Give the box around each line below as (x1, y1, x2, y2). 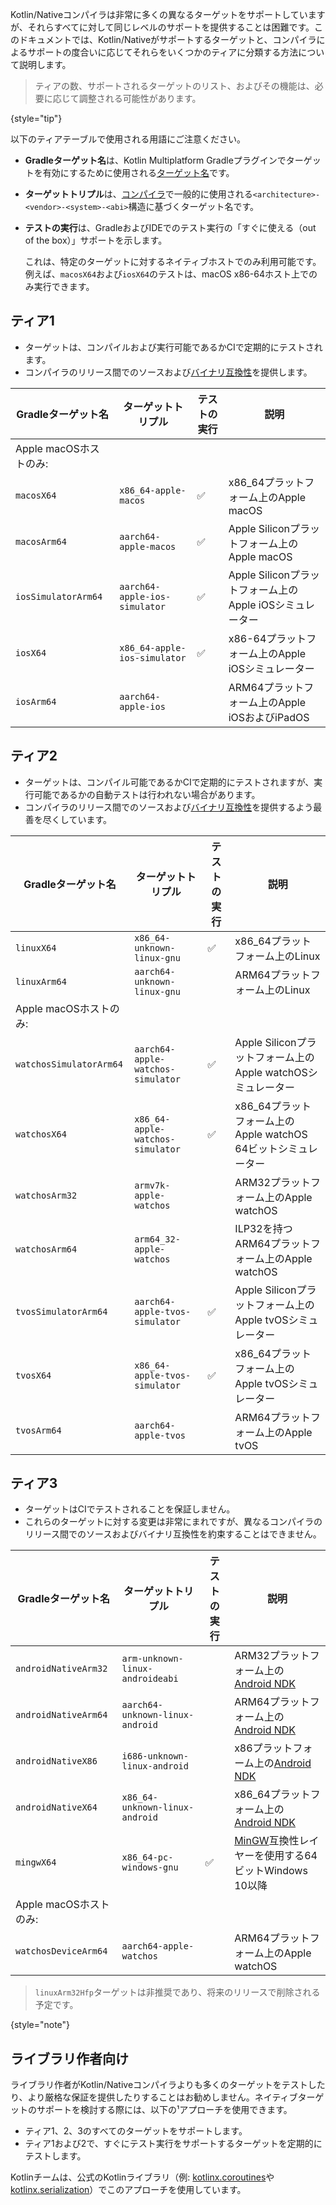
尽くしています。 (42, 813, 112, 825)
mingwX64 (15, 1857, 57, 1868)
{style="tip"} (10, 113, 63, 124)
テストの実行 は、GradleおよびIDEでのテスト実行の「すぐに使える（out (24, 222, 317, 233)
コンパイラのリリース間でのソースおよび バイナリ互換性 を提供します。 (24, 366, 313, 378)
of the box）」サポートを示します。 (24, 234, 168, 246)
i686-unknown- (121, 1751, 189, 1762)
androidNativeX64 (15, 1802, 98, 1813)
